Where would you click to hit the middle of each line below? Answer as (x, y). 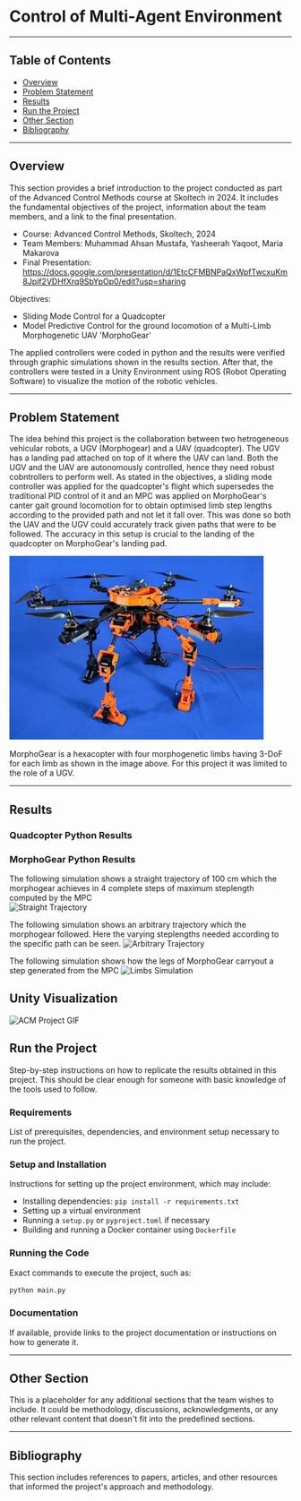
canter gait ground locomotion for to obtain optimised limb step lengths (141, 506)
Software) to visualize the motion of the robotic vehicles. (113, 381)
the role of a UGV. (42, 773)
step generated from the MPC (64, 970)
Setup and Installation (58, 1164)
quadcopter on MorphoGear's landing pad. (88, 544)
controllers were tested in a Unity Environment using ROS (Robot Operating (148, 371)
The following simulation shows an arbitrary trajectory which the (128, 924)
